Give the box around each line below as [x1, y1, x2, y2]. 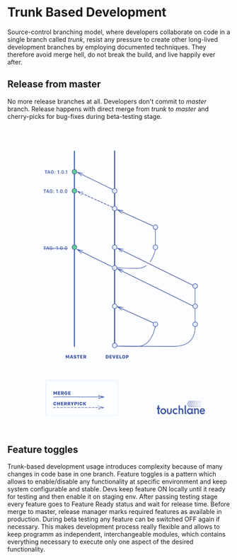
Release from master [7, 79, 101, 91]
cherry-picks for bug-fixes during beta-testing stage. [7, 112, 163, 120]
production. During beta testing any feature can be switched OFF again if [7, 515, 221, 523]
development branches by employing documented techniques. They [7, 42, 207, 51]
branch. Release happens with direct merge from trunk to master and [7, 104, 209, 113]
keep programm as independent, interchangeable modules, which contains [7, 530, 226, 538]
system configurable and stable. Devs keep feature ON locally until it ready [7, 484, 226, 493]
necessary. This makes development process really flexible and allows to [7, 522, 221, 531]
